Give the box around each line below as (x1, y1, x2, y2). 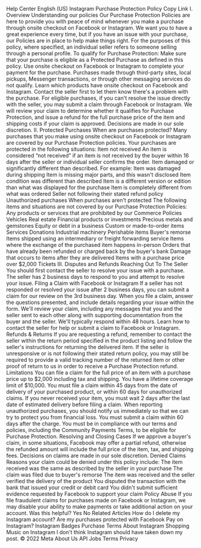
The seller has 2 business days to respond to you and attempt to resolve (6, 273, 185, 280)
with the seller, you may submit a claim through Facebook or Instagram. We (6, 101, 193, 108)
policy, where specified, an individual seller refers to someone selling (6, 43, 177, 50)
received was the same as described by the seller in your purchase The (6, 465, 183, 472)
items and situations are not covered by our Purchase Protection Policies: (6, 203, 187, 210)
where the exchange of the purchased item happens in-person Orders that (6, 242, 191, 248)
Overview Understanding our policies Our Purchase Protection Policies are (6, 11, 191, 19)
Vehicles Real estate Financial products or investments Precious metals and (6, 216, 193, 223)
